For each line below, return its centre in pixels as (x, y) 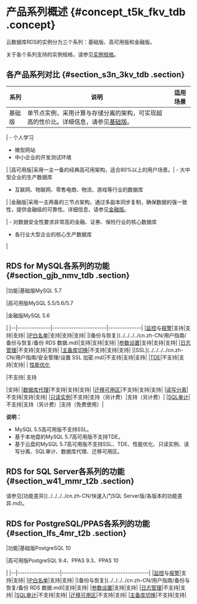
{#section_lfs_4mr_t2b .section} (67, 533)
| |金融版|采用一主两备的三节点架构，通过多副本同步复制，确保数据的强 (91, 202)
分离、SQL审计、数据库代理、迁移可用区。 (71, 451)
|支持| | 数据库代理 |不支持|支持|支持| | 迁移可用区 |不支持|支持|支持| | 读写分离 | (97, 390)
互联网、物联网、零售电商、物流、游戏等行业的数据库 (79, 189)
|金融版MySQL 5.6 (28, 316)
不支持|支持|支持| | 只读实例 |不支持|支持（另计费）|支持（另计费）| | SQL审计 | (98, 397)
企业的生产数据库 (32, 177)
